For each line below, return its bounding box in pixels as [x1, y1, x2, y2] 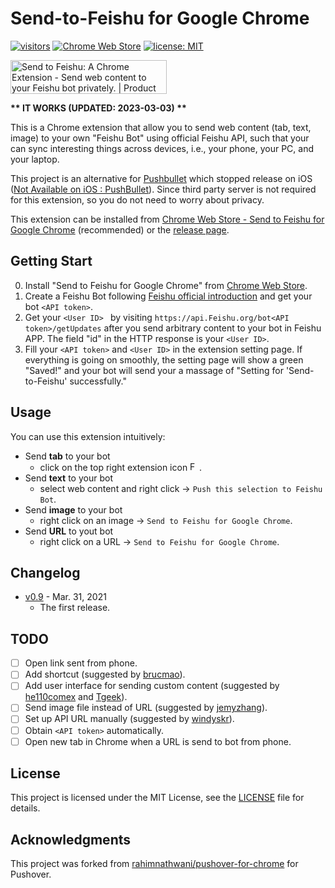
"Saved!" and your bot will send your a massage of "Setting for [24, 364, 284, 376]
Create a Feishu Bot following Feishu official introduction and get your [24, 290, 313, 302]
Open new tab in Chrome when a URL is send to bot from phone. [24, 735, 292, 747]
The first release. [39, 602, 111, 614]
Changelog [10, 564, 81, 581]
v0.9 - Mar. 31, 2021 [24, 591, 107, 603]
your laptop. [10, 153, 60, 165]
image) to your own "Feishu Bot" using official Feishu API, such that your [10, 132, 310, 144]
